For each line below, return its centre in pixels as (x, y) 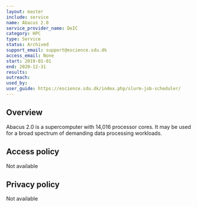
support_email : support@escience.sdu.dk (57, 50)
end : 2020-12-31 (26, 67)
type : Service (24, 39)
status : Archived (28, 45)
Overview (25, 113)
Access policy (33, 152)
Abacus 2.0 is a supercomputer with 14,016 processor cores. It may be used (98, 127)
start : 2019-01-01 (29, 61)
